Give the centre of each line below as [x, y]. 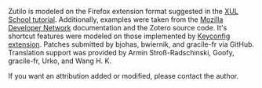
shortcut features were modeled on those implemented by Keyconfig [119, 36]
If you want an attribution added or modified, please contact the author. [124, 76]
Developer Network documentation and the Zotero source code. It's [118, 28]
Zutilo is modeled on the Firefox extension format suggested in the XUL [124, 11]
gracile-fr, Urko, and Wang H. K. [60, 61]
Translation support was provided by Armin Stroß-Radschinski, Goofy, [121, 53]
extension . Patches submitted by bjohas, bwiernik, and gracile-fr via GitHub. [131, 44]
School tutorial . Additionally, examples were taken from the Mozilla [116, 19]
